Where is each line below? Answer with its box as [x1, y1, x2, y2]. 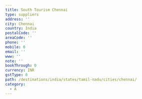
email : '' [5, 49, 26, 54]
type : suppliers [5, 12, 39, 17]
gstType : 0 [5, 72, 28, 77]
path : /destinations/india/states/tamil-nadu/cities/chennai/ [5, 77, 137, 82]
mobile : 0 [5, 44, 26, 49]
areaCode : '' [5, 35, 32, 40]
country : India [5, 26, 37, 31]
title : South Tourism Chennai [5, 7, 68, 12]
